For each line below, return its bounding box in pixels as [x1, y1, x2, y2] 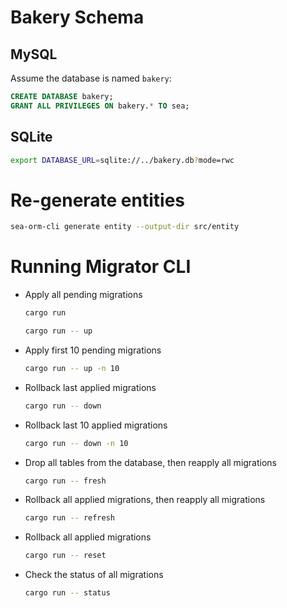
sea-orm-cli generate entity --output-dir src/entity [10, 222, 240, 232]
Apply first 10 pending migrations [24, 344, 162, 356]
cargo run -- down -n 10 [24, 438, 129, 448]
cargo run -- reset [24, 551, 107, 561]
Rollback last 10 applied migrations [24, 419, 168, 431]
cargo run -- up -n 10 [24, 363, 120, 373]
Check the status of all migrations [24, 569, 164, 581]
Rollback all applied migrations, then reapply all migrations [24, 494, 266, 506]
